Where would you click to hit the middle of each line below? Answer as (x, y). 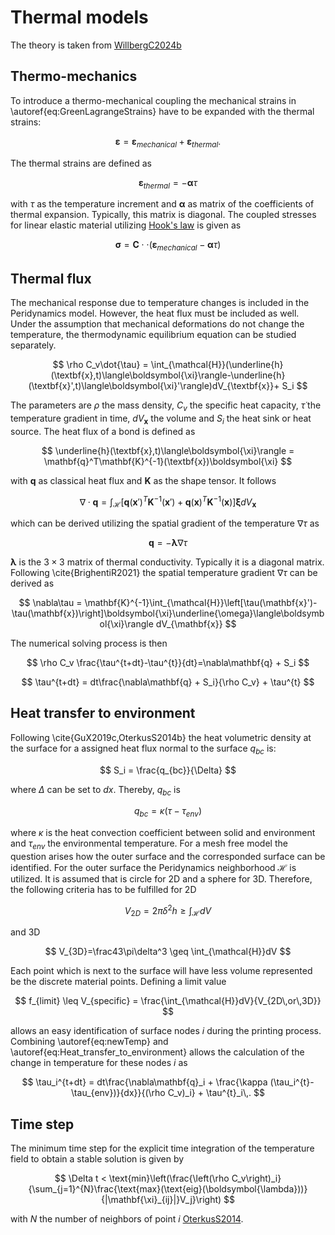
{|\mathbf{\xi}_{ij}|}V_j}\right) (161, 1200)
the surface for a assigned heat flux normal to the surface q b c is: (143, 749)
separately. (33, 345)
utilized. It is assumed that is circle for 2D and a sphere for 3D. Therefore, (161, 879)
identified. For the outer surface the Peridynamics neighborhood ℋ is (153, 867)
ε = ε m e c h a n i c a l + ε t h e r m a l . (168, 142)
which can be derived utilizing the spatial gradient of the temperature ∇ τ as (165, 523)
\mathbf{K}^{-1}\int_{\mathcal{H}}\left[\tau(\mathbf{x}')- (201, 602)
